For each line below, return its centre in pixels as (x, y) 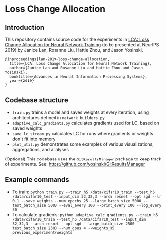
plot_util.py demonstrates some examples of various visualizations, (83, 144)
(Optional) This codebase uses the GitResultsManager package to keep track (83, 159)
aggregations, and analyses (41, 149)
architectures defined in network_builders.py (58, 117)
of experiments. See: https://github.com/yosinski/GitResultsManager (75, 164)
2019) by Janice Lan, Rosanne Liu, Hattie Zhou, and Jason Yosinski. (74, 50)
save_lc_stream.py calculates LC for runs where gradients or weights (83, 133)
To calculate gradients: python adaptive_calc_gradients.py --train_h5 (85, 214)
